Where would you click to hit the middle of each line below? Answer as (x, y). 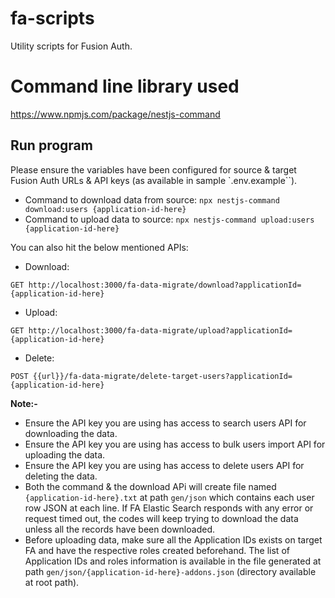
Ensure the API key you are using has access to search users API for (165, 423)
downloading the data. (71, 433)
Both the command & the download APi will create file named (150, 486)
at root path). (52, 582)
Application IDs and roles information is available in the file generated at (173, 561)
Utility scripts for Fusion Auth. (71, 46)
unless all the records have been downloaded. (119, 529)
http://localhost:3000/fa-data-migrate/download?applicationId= (165, 285)
